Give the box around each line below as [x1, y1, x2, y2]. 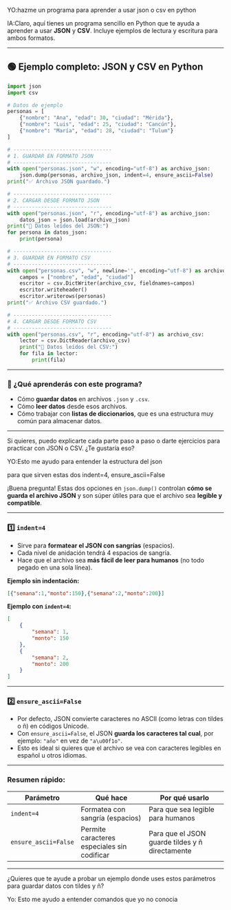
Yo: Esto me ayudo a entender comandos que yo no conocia [7, 895, 178, 903]
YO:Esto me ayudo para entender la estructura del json [7, 458, 163, 466]
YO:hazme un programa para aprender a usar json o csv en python [7, 6, 197, 14]
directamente [148, 846, 192, 856]
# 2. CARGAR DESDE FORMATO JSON [7, 196, 100, 204]
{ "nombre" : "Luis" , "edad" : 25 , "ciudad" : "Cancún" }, [19, 121, 177, 128]
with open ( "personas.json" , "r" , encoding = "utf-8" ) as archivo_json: [7, 210, 211, 216]
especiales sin [80, 841, 127, 851]
